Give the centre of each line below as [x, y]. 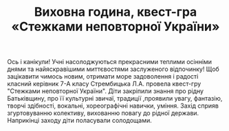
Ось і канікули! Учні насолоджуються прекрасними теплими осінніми [109, 62]
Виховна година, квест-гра [116, 12]
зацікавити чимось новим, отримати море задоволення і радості [103, 77]
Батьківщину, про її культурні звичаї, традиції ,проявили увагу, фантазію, [115, 99]
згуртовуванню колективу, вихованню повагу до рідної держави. [103, 113]
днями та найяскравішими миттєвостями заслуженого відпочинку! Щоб [113, 69]
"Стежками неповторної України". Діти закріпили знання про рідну [106, 91]
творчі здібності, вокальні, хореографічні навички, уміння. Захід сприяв [113, 106]
